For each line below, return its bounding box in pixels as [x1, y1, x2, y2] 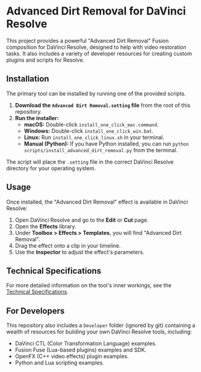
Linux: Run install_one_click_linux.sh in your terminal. [23, 133, 164, 141]
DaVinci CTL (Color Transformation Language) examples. [14, 340, 157, 347]
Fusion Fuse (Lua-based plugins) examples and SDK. [14, 346, 147, 354]
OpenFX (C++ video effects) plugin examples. [14, 353, 129, 360]
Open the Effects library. [14, 222, 76, 230]
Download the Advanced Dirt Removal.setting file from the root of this [14, 101, 191, 109]
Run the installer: [14, 114, 59, 121]
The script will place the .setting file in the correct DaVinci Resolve [6, 158, 174, 165]
